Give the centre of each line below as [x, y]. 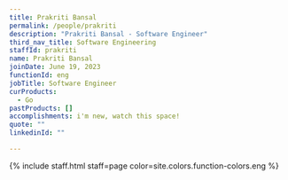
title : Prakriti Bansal [53, 17]
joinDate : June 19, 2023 [55, 67]
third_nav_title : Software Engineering [83, 42]
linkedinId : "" [37, 133]
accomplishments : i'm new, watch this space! [94, 116]
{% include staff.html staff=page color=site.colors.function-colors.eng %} [144, 166]
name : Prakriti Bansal [51, 59]
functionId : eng [39, 75]
